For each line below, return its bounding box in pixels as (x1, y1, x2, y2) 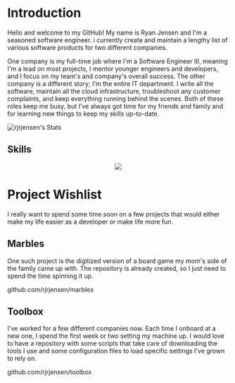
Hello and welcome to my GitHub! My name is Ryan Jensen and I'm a (7, 28, 208, 37)
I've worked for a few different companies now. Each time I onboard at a (7, 324, 216, 333)
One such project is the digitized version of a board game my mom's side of (7, 256, 227, 265)
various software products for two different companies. (7, 43, 167, 51)
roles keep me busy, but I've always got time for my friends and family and (7, 102, 224, 110)
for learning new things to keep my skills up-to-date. (7, 109, 160, 118)
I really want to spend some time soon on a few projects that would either (7, 209, 220, 218)
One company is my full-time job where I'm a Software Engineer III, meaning (7, 56, 229, 65)
